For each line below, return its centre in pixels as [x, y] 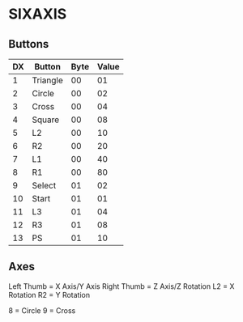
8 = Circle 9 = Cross [42, 310]
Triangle [47, 80]
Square [46, 120]
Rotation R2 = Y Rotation [49, 294]
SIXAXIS [38, 14]
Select [44, 185]
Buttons [29, 44]
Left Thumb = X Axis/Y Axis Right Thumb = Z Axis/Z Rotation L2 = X [122, 286]
